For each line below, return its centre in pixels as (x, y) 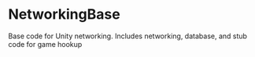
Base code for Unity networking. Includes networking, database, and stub (128, 36)
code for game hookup (45, 44)
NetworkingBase (64, 14)
